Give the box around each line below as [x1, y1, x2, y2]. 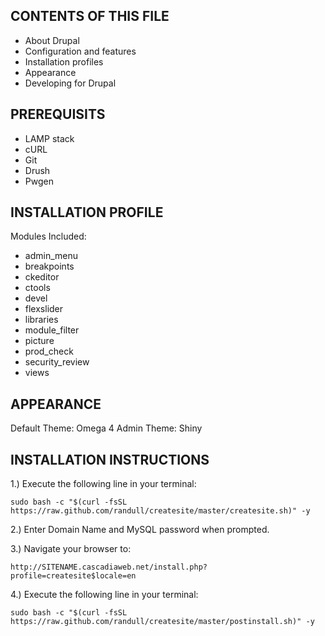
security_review [24, 356, 90, 368]
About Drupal [24, 34, 80, 46]
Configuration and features [24, 45, 137, 57]
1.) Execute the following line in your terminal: [10, 478, 197, 490]
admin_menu [24, 250, 78, 262]
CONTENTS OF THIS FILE [10, 8, 170, 25]
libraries [24, 314, 59, 326]
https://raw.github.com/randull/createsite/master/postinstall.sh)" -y [10, 617, 315, 627]
